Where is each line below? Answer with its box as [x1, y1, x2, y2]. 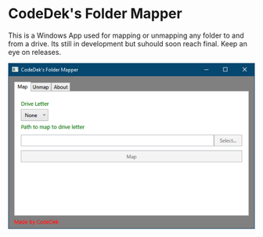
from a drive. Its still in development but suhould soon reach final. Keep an [8, 38, 248, 48]
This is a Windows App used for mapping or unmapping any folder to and [8, 31, 244, 40]
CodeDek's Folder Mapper [8, 5, 182, 23]
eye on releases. [8, 47, 61, 57]
